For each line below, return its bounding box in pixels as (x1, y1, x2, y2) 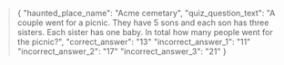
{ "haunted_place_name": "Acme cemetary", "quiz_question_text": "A (16, 8, 276, 18)
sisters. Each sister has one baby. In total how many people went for (16, 27, 274, 37)
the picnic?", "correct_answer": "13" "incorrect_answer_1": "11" (16, 36, 251, 47)
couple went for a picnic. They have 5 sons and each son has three (16, 17, 269, 28)
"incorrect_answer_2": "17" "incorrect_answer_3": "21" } (16, 46, 227, 57)
